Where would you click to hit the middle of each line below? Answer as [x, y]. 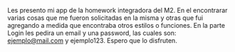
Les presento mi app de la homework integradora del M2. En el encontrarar [117, 10]
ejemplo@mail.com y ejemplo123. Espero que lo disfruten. [93, 41]
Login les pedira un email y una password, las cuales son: [92, 33]
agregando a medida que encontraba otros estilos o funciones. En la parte [116, 25]
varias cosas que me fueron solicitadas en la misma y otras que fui [105, 18]
